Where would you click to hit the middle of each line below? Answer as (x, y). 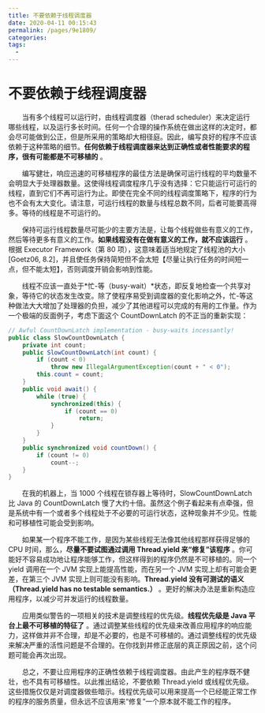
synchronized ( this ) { (86, 403)
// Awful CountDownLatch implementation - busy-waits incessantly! (121, 330)
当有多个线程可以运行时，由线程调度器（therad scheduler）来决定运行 (136, 117)
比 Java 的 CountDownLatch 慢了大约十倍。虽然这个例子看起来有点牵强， (127, 503)
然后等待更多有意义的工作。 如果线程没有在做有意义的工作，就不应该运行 (125, 239)
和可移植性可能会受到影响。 (53, 523)
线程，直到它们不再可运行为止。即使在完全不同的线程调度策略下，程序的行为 (132, 193)
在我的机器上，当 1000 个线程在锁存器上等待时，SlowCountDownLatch (137, 493)
